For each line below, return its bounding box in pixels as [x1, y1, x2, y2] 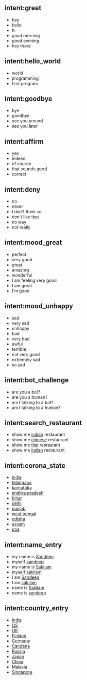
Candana [11, 643, 30, 649]
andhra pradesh [11, 490, 44, 496]
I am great [11, 282, 32, 288]
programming [11, 75, 39, 81]
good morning [11, 32, 40, 38]
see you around [11, 118, 43, 124]
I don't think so [11, 209, 42, 215]
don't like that [11, 214, 39, 220]
